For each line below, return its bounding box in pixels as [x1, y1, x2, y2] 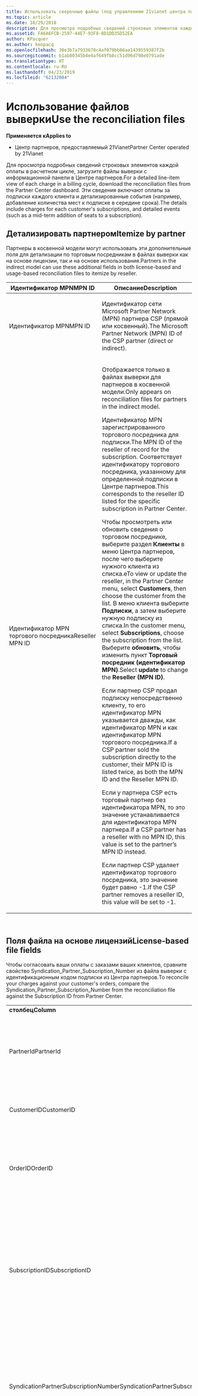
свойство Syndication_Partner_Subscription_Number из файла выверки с [6, 967, 187, 974]
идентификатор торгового [102, 868, 177, 876]
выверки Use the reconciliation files [6, 113, 186, 126]
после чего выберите [102, 554, 163, 563]
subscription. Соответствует [102, 453, 183, 461]
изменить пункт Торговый [102, 651, 178, 659]
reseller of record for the [102, 445, 170, 453]
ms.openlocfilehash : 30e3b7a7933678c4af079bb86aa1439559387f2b [6, 47, 165, 53]
